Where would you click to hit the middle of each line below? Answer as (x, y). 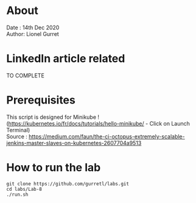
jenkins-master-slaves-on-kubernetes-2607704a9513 (74, 143)
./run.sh (17, 194)
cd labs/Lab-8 (24, 189)
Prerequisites (41, 100)
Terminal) (18, 130)
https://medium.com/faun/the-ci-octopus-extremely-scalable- (107, 136)
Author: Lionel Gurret (33, 34)
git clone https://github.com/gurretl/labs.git (68, 183)
